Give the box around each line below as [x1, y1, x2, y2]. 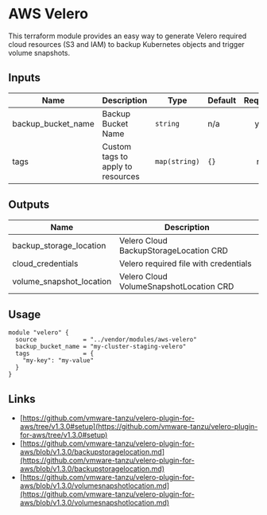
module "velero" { [8, 329, 69, 337]
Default [207, 95, 237, 106]
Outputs [8, 198, 50, 212]
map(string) [154, 157, 200, 166]
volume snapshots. [8, 48, 71, 57]
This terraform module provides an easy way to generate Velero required [8, 31, 247, 41]
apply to [102, 161, 133, 172]
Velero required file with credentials [118, 258, 252, 269]
